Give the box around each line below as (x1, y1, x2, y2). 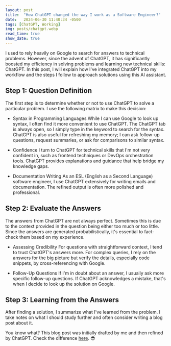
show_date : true (5, 36, 40, 41)
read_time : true (5, 31, 40, 36)
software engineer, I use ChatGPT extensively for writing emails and (12, 178, 156, 184)
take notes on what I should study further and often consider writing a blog (5, 314, 163, 320)
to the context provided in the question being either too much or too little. (5, 223, 159, 229)
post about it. (5, 320, 33, 326)
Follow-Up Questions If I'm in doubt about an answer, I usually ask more (12, 270, 164, 276)
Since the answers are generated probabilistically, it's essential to (5, 228, 143, 235)
